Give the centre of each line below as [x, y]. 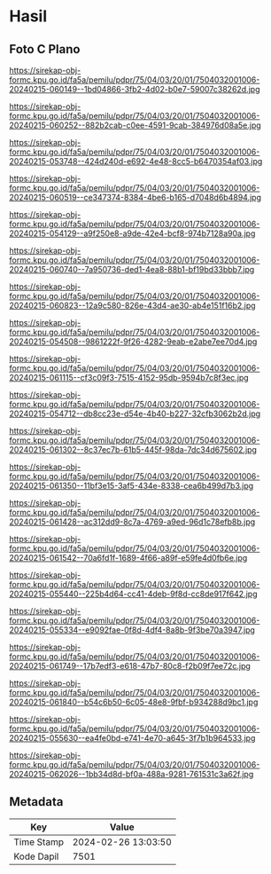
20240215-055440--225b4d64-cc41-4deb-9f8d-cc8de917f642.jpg [133, 594]
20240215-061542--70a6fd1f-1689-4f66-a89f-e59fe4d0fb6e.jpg [128, 558]
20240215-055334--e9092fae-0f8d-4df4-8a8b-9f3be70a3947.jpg [132, 630]
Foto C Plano [45, 49]
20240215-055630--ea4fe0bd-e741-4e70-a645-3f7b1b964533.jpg [132, 738]
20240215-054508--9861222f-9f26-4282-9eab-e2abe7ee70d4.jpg [133, 342]
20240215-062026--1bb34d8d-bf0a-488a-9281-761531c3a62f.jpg [132, 774]
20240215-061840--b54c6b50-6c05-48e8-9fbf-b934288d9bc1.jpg [134, 702]
